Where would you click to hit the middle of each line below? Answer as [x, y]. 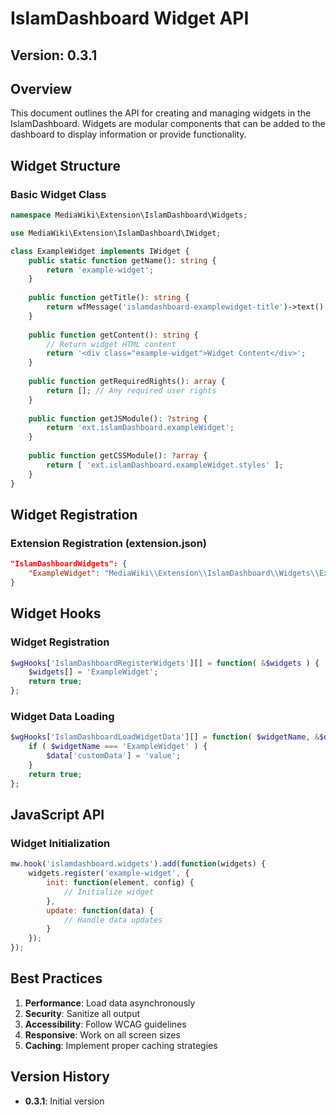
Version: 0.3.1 [54, 55]
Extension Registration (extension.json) [109, 543]
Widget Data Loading [62, 716]
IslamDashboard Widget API [130, 18]
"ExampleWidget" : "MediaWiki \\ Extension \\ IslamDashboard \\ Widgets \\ [174, 573]
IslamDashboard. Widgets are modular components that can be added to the [168, 124]
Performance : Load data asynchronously [110, 1003]
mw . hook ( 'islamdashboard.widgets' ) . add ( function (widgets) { [138, 864]
